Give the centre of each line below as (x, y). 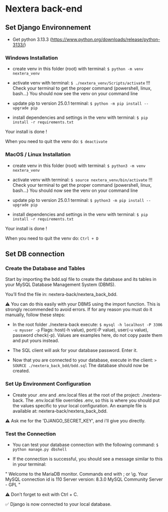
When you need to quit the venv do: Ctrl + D (52, 238)
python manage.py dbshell (39, 449)
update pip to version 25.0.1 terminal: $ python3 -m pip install (78, 200)
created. (21, 371)
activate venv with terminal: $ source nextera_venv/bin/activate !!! (82, 180)
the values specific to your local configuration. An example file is (79, 405)
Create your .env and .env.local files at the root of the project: (76, 395)
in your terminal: (29, 464)
